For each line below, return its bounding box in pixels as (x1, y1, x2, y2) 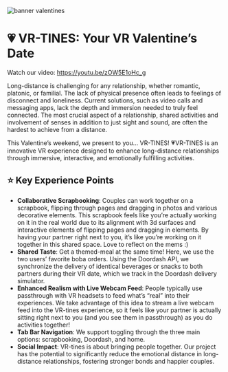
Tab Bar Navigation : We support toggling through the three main (16, 327, 201, 336)
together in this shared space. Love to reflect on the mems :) (16, 240, 189, 248)
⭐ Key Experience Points (7, 175, 115, 186)
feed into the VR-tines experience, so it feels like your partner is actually (16, 306, 222, 314)
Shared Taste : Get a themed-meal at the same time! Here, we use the (16, 248, 214, 256)
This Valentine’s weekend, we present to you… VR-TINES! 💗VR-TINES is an (7, 138, 218, 147)
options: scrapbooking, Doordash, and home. (16, 335, 146, 343)
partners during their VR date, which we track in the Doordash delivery (16, 269, 218, 278)
